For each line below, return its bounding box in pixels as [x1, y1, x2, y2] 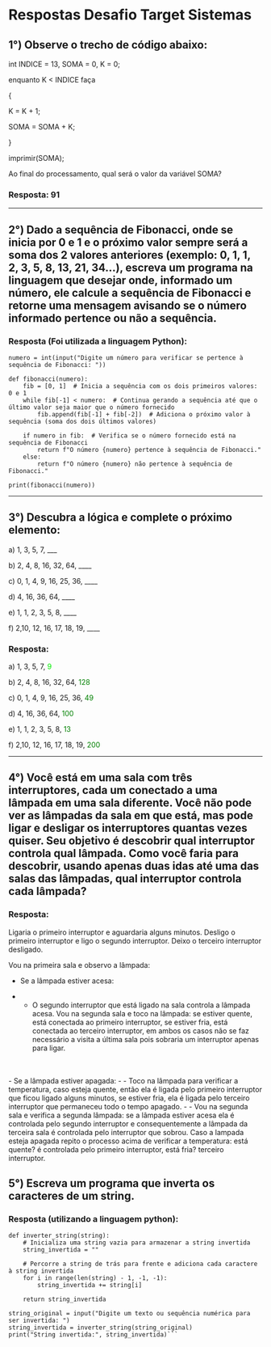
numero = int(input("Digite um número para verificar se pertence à [8, 353, 244, 361]
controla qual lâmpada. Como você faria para [8, 847, 240, 860]
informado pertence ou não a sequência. [8, 311, 217, 325]
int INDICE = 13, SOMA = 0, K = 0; [8, 59, 121, 69]
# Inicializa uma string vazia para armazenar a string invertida [23, 1239, 251, 1247]
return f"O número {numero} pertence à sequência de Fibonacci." [37, 445, 262, 454]
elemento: [8, 523, 60, 537]
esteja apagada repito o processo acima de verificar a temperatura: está [8, 1136, 248, 1146]
